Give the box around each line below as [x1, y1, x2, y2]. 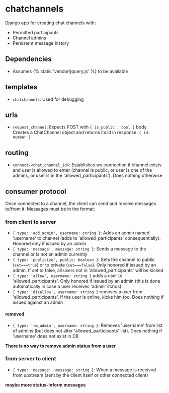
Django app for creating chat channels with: [5, 20, 96, 26]
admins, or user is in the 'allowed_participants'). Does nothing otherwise [12, 172, 162, 179]
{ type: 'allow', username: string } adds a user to [12, 273, 123, 279]
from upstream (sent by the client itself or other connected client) [12, 372, 148, 378]
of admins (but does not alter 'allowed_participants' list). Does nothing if [12, 327, 162, 334]
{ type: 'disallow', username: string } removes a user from [12, 289, 143, 295]
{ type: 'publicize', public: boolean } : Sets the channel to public [12, 256, 155, 263]
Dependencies [5, 55, 52, 63]
